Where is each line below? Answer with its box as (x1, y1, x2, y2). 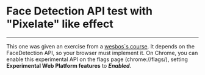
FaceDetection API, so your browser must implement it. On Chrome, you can (6, 49, 198, 56)
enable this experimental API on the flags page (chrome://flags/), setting (6, 56, 188, 63)
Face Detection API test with (6, 4, 153, 18)
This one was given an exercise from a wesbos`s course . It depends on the (6, 42, 195, 50)
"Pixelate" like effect (6, 17, 114, 31)
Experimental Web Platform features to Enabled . (6, 62, 132, 69)
